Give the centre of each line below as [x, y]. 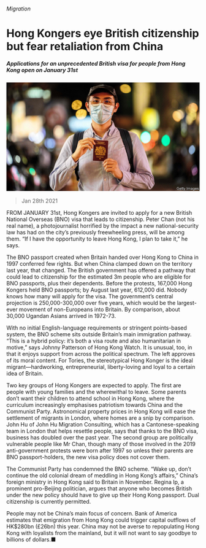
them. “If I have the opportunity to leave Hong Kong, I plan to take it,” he [97, 239]
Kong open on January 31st [42, 70]
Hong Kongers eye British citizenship [103, 33]
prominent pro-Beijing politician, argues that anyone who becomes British [99, 488]
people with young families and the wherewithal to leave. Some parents [97, 392]
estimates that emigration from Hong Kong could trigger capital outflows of [101, 520]
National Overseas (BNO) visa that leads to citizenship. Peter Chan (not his [101, 219]
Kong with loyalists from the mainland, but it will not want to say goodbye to [102, 533]
